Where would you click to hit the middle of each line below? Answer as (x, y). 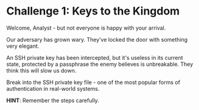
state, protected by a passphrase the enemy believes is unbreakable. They (100, 64)
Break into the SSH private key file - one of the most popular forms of (93, 82)
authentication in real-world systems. (53, 88)
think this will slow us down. (41, 70)
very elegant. (23, 46)
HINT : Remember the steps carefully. (53, 100)
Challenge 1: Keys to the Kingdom (93, 11)
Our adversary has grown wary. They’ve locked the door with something (97, 39)
